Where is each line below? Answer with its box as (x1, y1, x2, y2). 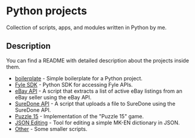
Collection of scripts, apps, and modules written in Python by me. (6, 24, 167, 31)
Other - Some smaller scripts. (14, 125, 88, 132)
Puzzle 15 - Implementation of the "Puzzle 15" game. (14, 112, 144, 120)
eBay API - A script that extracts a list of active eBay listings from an (14, 87, 183, 95)
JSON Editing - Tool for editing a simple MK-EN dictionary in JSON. (14, 119, 180, 126)
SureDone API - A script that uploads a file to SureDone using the (14, 100, 176, 107)
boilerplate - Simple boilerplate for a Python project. (14, 74, 143, 81)
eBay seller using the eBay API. (14, 93, 92, 101)
